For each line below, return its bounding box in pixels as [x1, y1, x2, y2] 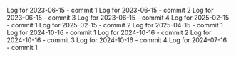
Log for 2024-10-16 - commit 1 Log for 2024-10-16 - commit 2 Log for [6, 28, 212, 37]
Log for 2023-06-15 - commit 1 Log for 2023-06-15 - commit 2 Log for [6, 6, 214, 14]
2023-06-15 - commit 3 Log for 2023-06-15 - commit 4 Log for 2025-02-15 [6, 13, 230, 22]
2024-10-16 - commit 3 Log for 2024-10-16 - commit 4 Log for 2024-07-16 [6, 36, 227, 44]
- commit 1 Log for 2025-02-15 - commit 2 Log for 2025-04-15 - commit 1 [6, 21, 224, 29]
